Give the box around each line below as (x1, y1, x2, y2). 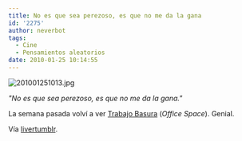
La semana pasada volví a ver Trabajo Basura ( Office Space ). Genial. (8, 108, 235, 118)
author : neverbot (8, 26, 66, 34)
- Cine (15, 41, 38, 49)
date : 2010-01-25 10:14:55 (8, 57, 98, 65)
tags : (8, 33, 26, 42)
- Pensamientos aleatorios (15, 49, 105, 57)
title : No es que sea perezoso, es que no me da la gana (8, 11, 202, 20)
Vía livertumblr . (8, 124, 58, 134)
